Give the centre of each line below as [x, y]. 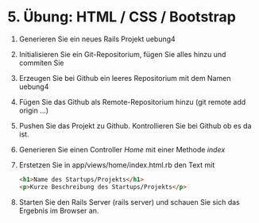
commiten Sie [41, 63]
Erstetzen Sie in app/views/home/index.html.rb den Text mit [117, 165]
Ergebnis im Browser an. [59, 210]
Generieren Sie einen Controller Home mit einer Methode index [122, 149]
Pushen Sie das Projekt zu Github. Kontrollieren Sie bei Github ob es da [135, 125]
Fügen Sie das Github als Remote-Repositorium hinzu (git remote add [132, 102]
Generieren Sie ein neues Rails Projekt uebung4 [97, 39]
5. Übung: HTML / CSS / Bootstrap [122, 17]
